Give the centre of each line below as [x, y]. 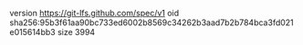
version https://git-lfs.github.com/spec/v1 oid [94, 13]
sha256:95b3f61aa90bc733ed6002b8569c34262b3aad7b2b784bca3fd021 [151, 22]
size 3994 [77, 32]
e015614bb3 [33, 32]
